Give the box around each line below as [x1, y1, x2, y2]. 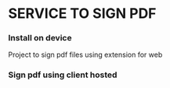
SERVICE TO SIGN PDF [8, 5, 157, 23]
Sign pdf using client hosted [8, 69, 118, 80]
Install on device [8, 33, 72, 44]
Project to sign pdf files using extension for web [8, 50, 163, 59]
